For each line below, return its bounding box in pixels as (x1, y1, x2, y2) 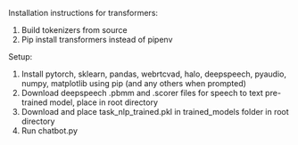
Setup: (8, 52, 33, 61)
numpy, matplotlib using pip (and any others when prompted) (21, 78, 247, 88)
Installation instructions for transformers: (8, 8, 158, 18)
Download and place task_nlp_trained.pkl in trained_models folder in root (21, 107, 289, 117)
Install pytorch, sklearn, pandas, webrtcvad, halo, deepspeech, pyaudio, (21, 68, 287, 79)
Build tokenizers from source (21, 25, 128, 35)
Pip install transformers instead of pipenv (21, 35, 173, 44)
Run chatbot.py (21, 125, 78, 136)
